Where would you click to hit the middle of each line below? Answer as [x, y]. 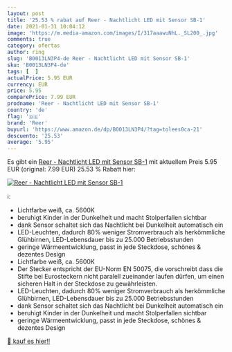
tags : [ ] [23, 71]
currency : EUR [28, 84]
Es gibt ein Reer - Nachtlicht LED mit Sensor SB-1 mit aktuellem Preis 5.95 [112, 162]
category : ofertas [34, 46]
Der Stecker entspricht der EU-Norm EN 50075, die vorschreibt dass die [120, 269]
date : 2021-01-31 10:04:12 [46, 26]
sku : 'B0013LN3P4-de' [38, 65]
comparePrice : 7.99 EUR [42, 98]
